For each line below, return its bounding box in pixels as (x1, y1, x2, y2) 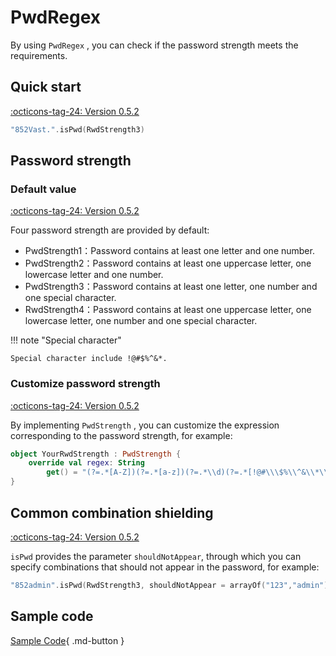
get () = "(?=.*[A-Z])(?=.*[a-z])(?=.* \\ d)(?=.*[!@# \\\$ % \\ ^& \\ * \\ (46, 467, 329, 478)
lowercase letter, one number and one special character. (24, 315, 258, 327)
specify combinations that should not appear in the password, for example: (10, 561, 320, 573)
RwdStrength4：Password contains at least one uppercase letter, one (24, 304, 312, 316)
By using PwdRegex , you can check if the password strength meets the (10, 39, 299, 51)
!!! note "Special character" (10, 334, 122, 346)
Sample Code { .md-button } (10, 634, 125, 646)
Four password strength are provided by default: (10, 224, 210, 236)
